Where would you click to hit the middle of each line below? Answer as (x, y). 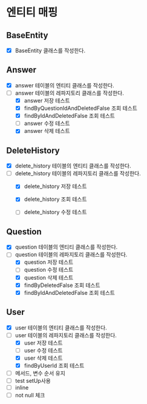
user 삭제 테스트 (43, 358)
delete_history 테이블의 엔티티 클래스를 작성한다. (73, 166)
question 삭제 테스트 (49, 277)
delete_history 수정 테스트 (55, 212)
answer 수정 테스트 (47, 123)
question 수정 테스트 (49, 270)
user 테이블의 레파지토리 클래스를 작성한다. (66, 335)
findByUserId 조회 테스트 (54, 365)
